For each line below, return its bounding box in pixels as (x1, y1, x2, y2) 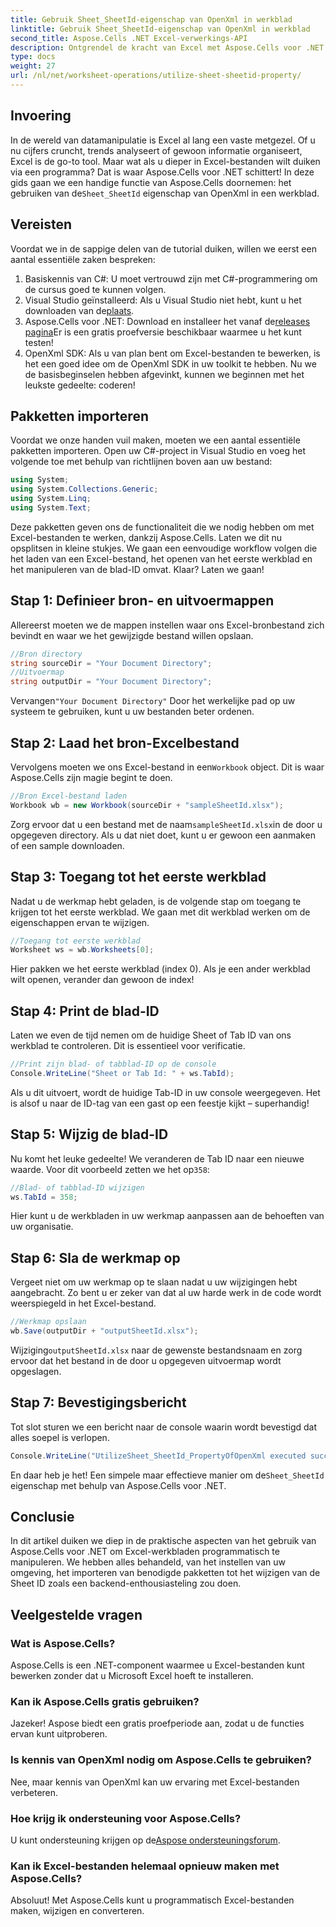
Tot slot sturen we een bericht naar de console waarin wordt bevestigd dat (10, 1421, 317, 1433)
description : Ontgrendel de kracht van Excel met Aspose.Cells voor (10, 42, 302, 53)
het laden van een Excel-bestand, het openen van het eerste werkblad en (10, 552, 313, 565)
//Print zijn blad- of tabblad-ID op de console (10, 1059, 217, 1070)
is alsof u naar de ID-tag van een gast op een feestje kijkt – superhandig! (10, 1097, 310, 1109)
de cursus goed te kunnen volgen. (24, 283, 167, 295)
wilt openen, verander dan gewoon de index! (10, 974, 195, 986)
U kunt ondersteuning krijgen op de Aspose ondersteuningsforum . (10, 1834, 281, 1846)
